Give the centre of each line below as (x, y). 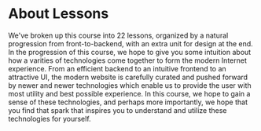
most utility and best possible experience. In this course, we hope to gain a (129, 93)
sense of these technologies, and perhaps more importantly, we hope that (128, 102)
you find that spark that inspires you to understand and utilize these (118, 110)
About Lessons (59, 14)
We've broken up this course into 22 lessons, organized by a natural (118, 35)
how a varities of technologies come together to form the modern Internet (128, 60)
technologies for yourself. (50, 118)
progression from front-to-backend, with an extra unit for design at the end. (130, 43)
